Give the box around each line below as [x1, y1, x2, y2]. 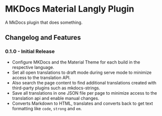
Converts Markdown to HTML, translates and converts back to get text [12, 100, 153, 106]
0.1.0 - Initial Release [5, 48, 55, 55]
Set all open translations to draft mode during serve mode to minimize [12, 69, 152, 75]
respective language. [12, 64, 54, 70]
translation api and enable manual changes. [12, 95, 99, 101]
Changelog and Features [5, 33, 81, 42]
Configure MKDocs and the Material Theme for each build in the [12, 59, 141, 65]
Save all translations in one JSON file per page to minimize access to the [12, 90, 157, 96]
